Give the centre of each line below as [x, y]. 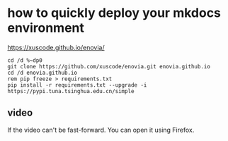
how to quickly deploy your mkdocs [114, 13]
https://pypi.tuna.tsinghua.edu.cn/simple [71, 91]
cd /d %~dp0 [25, 60]
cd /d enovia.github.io [42, 73]
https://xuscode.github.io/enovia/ [56, 47]
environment [46, 28]
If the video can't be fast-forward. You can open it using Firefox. [101, 130]
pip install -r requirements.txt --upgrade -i [77, 85]
